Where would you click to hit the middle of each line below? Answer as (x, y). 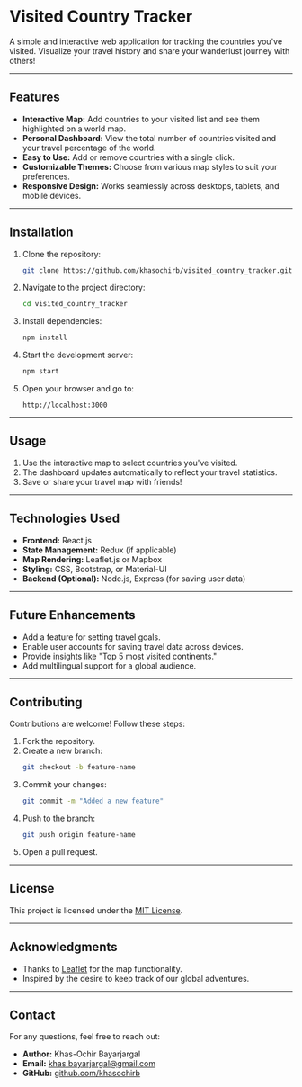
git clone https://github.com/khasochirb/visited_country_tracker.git (157, 270)
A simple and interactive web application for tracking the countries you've (146, 41)
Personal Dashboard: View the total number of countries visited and (149, 138)
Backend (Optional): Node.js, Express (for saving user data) (134, 579)
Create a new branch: (62, 751)
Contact (32, 1015)
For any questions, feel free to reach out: (84, 1037)
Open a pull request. (60, 851)
